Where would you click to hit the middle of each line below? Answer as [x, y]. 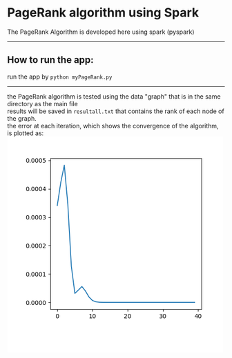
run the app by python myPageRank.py [60, 77]
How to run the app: [51, 60]
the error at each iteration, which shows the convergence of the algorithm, [113, 126]
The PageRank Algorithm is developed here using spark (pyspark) [101, 32]
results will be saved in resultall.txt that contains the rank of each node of [116, 111]
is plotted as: [26, 133]
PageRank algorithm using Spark [103, 13]
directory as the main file [42, 103]
